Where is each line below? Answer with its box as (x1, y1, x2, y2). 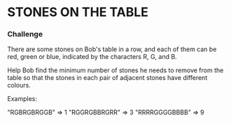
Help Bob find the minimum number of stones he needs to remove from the (7, 66, 224, 74)
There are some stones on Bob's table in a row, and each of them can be (7, 45, 217, 53)
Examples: (7, 95, 37, 103)
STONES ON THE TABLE (7, 4, 149, 20)
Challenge (7, 29, 43, 39)
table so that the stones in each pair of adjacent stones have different (7, 74, 208, 82)
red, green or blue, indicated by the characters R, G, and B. (7, 53, 177, 61)
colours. (7, 81, 31, 90)
